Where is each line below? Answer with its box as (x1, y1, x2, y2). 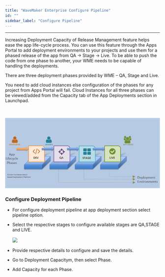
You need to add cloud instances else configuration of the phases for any (5, 82, 154, 88)
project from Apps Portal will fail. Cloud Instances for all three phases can (5, 87, 154, 93)
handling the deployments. (5, 63, 59, 69)
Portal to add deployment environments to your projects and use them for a (5, 47, 158, 54)
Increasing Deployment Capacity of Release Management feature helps (5, 37, 150, 43)
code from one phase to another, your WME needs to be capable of (5, 58, 141, 64)
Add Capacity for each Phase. (12, 267, 73, 273)
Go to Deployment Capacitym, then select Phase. (12, 257, 112, 263)
